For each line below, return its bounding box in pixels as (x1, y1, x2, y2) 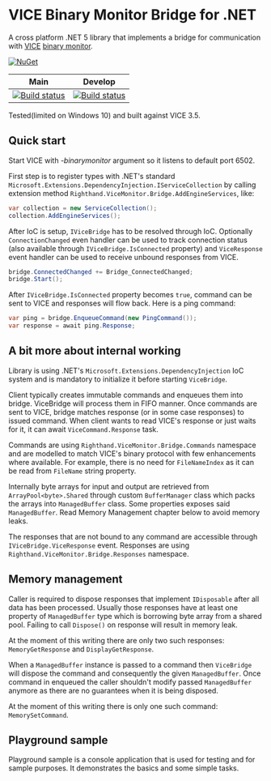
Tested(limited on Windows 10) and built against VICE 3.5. (8, 110, 201, 120)
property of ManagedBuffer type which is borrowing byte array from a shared (8, 611, 263, 621)
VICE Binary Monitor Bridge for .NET (8, 6, 257, 24)
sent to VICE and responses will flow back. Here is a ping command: (8, 298, 236, 309)
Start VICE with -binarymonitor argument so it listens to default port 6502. (8, 156, 256, 165)
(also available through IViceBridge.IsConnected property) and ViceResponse (8, 243, 263, 253)
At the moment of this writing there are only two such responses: (8, 635, 225, 645)
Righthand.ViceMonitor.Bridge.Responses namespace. (8, 548, 189, 558)
